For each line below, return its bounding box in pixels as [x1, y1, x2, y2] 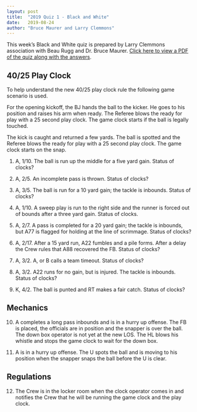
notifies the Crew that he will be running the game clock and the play [15, 394, 182, 401]
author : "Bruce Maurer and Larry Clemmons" [6, 25, 115, 31]
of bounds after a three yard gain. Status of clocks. [15, 211, 138, 218]
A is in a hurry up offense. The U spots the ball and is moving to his [15, 349, 178, 356]
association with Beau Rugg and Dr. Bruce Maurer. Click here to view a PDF [6, 48, 189, 55]
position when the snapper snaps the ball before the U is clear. [15, 354, 167, 362]
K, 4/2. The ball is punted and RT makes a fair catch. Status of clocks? [15, 286, 185, 293]
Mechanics [6, 303, 49, 313]
